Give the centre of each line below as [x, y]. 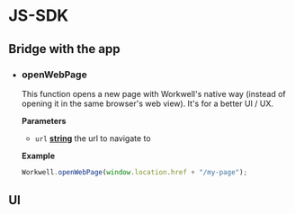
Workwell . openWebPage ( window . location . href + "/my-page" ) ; [134, 172]
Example [38, 156]
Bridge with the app [64, 49]
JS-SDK [39, 16]
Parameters [44, 120]
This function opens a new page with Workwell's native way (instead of [154, 94]
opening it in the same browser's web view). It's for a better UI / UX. [147, 103]
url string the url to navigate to [93, 138]
